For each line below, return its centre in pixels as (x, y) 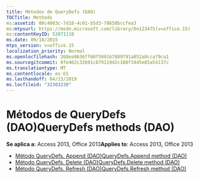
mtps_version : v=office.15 (40, 46)
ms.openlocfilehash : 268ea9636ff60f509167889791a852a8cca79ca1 (88, 57)
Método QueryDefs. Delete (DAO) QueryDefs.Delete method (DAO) (97, 162)
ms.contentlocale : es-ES (38, 74)
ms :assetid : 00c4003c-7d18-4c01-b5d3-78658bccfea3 (71, 23)
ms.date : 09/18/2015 (32, 40)
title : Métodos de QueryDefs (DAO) (51, 12)
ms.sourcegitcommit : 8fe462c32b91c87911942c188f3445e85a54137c (88, 62)
